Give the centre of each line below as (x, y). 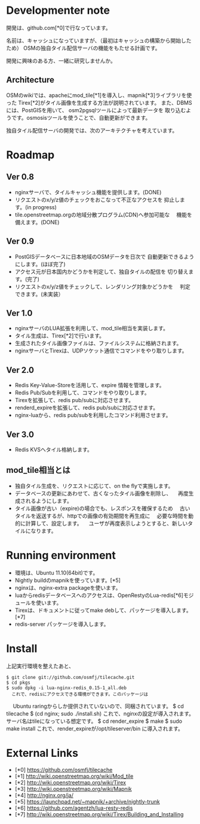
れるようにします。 (49, 500)
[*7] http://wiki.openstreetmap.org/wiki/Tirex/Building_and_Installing (99, 814)
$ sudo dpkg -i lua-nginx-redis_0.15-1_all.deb (67, 688)
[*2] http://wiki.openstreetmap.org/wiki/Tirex (70, 782)
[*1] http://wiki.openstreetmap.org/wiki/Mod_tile (74, 776)
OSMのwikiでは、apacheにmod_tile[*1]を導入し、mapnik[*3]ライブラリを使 (99, 95)
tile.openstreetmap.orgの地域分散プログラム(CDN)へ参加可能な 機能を (104, 215)
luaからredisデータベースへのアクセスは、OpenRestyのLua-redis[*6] (99, 595)
